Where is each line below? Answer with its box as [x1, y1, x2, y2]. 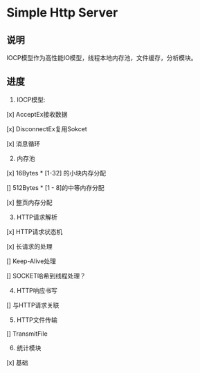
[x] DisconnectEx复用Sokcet [6, 124, 87, 133]
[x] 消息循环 [6, 140, 41, 148]
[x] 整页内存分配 [6, 198, 53, 207]
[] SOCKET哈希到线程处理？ [6, 271, 86, 280]
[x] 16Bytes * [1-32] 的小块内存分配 [6, 169, 107, 177]
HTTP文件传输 [16, 316, 58, 324]
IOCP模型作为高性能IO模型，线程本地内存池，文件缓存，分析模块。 [6, 54, 198, 61]
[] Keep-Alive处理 [6, 257, 57, 265]
